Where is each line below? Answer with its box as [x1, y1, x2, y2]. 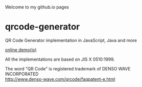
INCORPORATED [5, 71, 39, 77]
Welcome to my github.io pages [5, 4, 70, 10]
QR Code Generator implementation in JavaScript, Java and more [5, 37, 137, 43]
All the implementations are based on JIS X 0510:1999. [5, 56, 115, 62]
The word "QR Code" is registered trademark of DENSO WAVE [5, 65, 131, 71]
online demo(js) [5, 46, 37, 53]
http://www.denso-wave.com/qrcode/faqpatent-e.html [5, 76, 116, 82]
